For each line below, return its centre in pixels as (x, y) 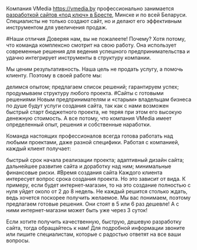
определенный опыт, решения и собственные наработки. (79, 124)
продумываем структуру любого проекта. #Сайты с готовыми (85, 93)
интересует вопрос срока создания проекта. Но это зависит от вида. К (96, 179)
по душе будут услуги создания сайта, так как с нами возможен (88, 105)
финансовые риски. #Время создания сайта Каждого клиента (84, 173)
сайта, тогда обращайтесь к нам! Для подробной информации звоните (96, 228)
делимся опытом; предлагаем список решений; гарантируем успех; (93, 87)
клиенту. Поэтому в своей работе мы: (54, 75)
